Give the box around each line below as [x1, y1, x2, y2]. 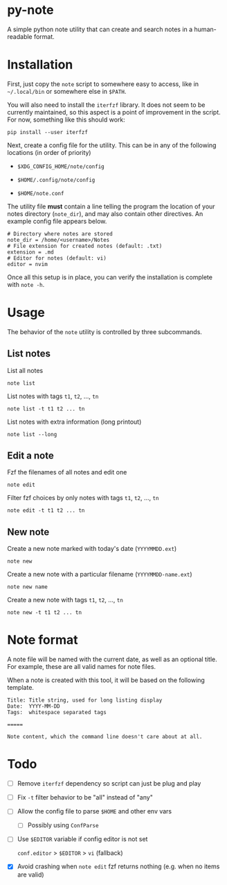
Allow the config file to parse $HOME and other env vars [17, 807, 172, 816]
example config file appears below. [7, 217, 107, 225]
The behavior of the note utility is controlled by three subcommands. [7, 327, 203, 336]
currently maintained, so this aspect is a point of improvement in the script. [7, 108, 221, 116]
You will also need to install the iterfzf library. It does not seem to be [7, 100, 206, 109]
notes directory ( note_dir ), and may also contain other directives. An [7, 209, 203, 217]
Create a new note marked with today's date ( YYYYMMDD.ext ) [7, 545, 177, 553]
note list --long [7, 431, 57, 438]
